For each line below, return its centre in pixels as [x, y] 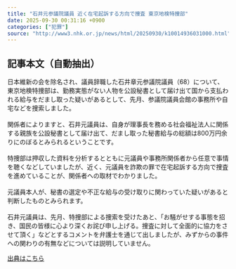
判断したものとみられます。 [47, 201]
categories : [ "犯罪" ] [38, 27]
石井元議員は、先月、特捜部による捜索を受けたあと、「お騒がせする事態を [113, 217]
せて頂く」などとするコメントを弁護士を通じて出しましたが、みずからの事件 [118, 235]
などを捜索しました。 [44, 108]
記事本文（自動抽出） [53, 64]
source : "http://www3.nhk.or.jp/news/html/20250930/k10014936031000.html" [119, 33]
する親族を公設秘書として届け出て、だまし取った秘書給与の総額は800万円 [114, 133]
